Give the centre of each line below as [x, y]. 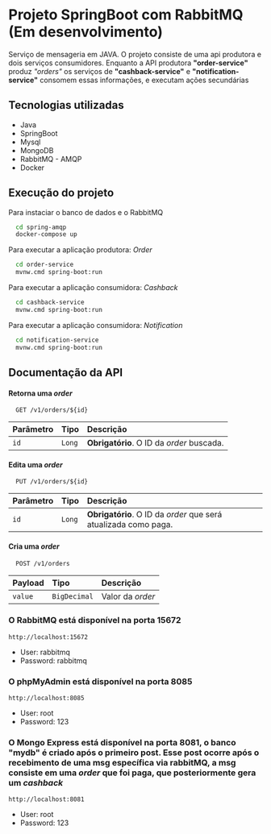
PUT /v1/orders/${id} [52, 482]
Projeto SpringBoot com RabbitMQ [126, 15]
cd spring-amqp [41, 227]
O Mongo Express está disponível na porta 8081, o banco [122, 743]
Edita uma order [35, 464]
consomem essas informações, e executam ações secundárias [144, 80]
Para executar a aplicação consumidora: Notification [96, 325]
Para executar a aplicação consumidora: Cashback [93, 288]
